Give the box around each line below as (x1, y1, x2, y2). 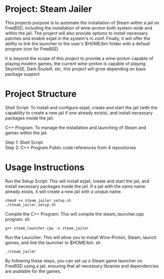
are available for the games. (5, 268, 61, 274)
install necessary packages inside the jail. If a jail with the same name (5, 183, 146, 189)
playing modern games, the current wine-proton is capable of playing (5, 61, 146, 66)
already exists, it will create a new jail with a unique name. (5, 188, 122, 194)
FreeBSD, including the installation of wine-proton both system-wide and (5, 25, 152, 31)
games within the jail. (5, 129, 48, 136)
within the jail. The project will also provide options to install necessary (5, 30, 148, 36)
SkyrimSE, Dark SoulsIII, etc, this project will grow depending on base (5, 65, 146, 72)
